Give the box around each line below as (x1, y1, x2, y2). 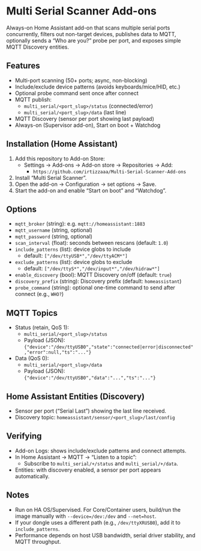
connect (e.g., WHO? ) (14, 291, 64, 298)
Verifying (6, 431, 42, 442)
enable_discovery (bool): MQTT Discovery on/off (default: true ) (14, 271, 172, 279)
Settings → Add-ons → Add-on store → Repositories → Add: (23, 161, 173, 168)
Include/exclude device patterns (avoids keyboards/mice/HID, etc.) (14, 83, 181, 90)
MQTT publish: (14, 96, 52, 103)
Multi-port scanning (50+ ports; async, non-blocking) (14, 76, 148, 84)
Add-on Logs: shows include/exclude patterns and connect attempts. (14, 447, 187, 454)
